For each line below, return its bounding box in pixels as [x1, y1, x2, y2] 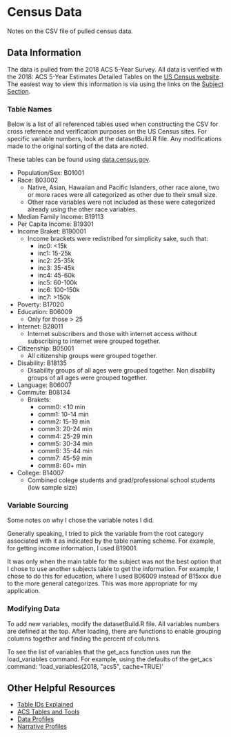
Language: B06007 [17, 381, 72, 389]
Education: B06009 [17, 308, 72, 316]
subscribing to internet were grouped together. [27, 337, 161, 345]
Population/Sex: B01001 [17, 169, 85, 177]
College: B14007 [17, 469, 64, 477]
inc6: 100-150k [37, 286, 81, 294]
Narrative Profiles [17, 723, 68, 731]
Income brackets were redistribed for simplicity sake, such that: [27, 235, 208, 243]
